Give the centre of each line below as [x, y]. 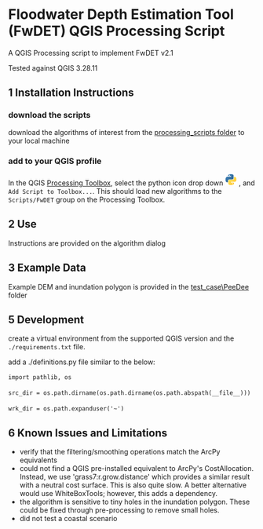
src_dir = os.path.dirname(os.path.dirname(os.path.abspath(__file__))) [130, 393]
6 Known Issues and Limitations [88, 433]
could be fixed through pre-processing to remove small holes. [119, 510]
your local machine [39, 140]
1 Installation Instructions [71, 93]
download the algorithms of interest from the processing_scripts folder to [126, 132]
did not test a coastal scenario [68, 519]
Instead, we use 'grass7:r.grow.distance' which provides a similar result [135, 477]
